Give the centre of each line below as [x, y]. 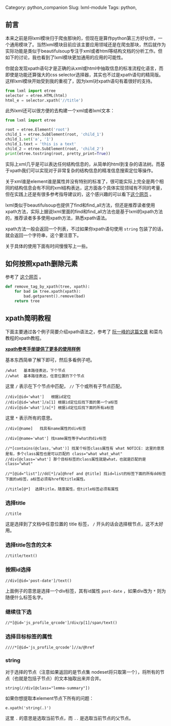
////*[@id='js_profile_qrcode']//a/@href [50, 648]
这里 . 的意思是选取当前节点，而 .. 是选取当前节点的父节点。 [69, 718]
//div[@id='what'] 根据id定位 [38, 397]
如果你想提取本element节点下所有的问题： [50, 698]
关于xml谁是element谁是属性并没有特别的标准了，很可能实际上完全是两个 [82, 181]
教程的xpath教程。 [25, 338]
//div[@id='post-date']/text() [39, 581]
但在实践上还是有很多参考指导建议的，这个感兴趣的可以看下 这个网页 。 [80, 194]
